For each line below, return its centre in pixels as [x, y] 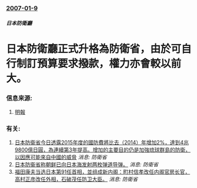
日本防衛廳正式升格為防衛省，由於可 [94, 49]
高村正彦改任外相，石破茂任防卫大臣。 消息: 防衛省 [76, 179]
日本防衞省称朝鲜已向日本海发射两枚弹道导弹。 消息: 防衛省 [86, 164]
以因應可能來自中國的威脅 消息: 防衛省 [61, 157]
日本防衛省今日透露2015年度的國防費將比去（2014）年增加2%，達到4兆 [102, 143]
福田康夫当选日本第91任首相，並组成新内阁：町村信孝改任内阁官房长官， [102, 172]
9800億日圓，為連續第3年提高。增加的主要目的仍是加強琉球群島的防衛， [103, 150]
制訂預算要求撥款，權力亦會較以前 [99, 63]
